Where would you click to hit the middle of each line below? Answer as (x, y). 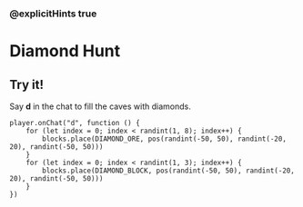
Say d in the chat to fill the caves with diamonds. (100, 106)
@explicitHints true (53, 14)
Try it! (26, 84)
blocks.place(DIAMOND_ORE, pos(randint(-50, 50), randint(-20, (164, 139)
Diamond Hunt (65, 51)
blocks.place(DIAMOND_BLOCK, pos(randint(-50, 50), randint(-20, (169, 171)
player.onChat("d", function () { (75, 123)
